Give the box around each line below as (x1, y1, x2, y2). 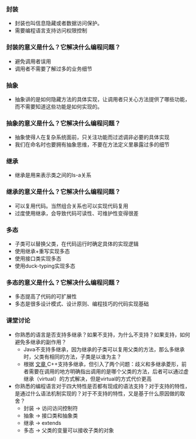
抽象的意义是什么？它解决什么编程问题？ (6, 119, 121, 127)
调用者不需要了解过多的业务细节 (14, 65, 92, 72)
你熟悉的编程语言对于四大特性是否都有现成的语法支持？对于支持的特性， (14, 383, 190, 390)
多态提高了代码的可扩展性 (14, 293, 77, 300)
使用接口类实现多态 (14, 255, 62, 262)
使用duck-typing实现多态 (14, 262, 75, 270)
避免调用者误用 (14, 58, 51, 65)
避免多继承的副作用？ (14, 338, 67, 345)
